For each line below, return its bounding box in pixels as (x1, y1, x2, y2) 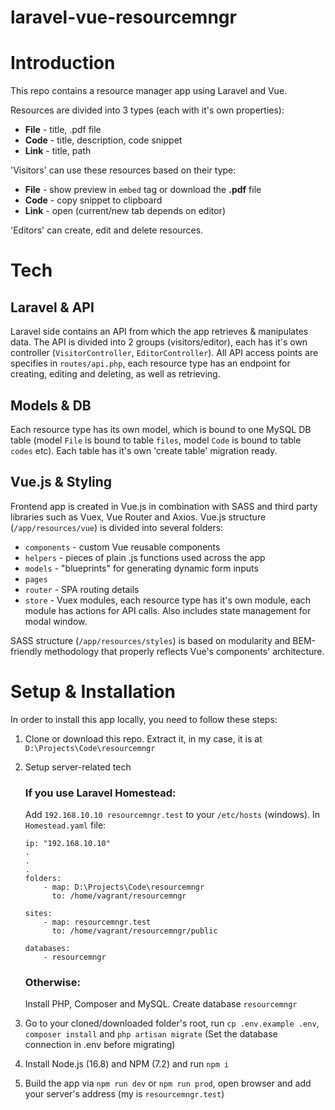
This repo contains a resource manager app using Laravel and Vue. (10, 85, 288, 97)
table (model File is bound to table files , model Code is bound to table (10, 434, 302, 446)
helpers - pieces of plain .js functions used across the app (24, 551, 266, 563)
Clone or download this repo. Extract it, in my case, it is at (24, 732, 263, 745)
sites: (24, 908, 53, 918)
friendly (10, 645, 43, 657)
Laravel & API (10, 299, 95, 316)
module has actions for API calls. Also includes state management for (24, 604, 312, 616)
